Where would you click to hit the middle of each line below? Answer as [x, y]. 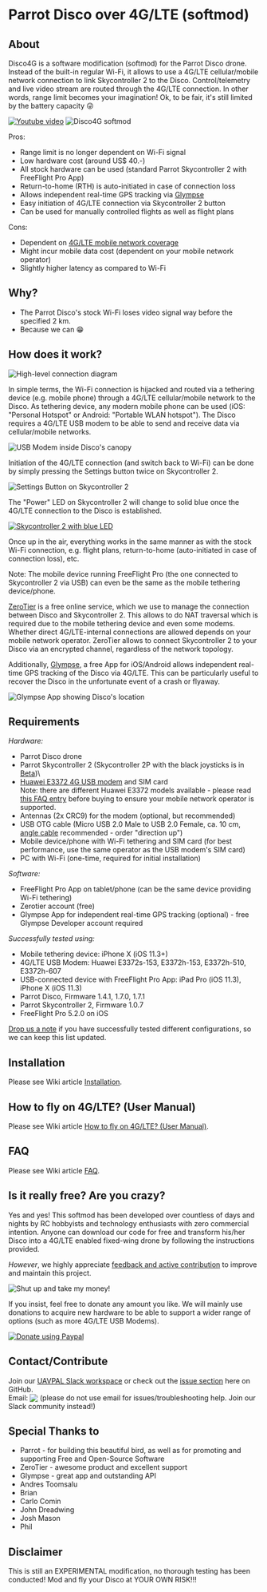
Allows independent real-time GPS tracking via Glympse [112, 195]
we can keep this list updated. [57, 1038]
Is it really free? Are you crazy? [87, 1196]
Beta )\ [30, 773]
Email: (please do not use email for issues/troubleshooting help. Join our [132, 1397]
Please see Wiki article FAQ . [54, 1170]
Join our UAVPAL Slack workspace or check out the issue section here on [130, 1380]
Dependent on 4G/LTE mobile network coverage [99, 242]
